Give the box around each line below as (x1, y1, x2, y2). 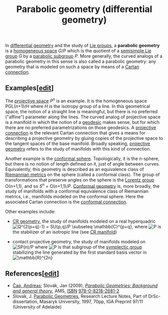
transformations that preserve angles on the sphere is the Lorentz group (5, 177, 154, 183)
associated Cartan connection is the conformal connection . (5, 199, 128, 205)
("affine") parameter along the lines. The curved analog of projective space (5, 114, 161, 120)
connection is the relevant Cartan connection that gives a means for (5, 129, 145, 136)
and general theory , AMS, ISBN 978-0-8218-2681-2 (12, 288, 119, 294)
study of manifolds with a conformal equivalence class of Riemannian (5, 188, 149, 194)
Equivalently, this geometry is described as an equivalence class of (5, 166, 144, 172)
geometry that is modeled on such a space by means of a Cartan (5, 64, 139, 70)
